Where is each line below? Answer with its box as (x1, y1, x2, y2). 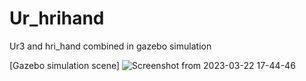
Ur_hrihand (9, 7, 105, 30)
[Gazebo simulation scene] (9, 59, 121, 71)
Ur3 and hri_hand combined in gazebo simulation (9, 40, 212, 52)
